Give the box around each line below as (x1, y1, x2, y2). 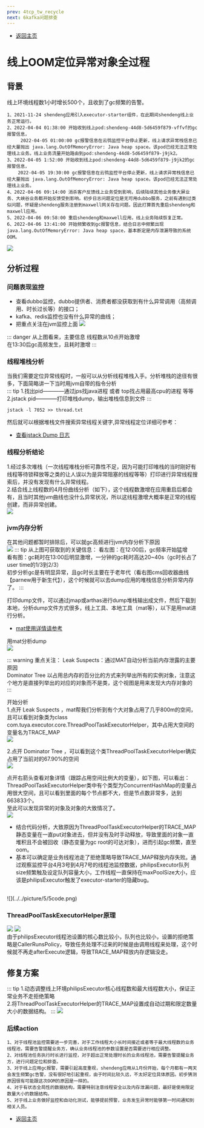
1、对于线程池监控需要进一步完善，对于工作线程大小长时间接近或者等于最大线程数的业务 (7, 1040, 194, 1046)
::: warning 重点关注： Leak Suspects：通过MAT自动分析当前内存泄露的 (7, 656, 185, 664)
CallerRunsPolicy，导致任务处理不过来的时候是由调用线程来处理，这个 (17, 941, 192, 948)
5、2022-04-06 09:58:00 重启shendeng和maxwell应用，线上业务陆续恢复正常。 (7, 214, 186, 221)
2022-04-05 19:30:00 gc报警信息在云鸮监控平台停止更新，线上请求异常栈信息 (18, 170, 190, 176)
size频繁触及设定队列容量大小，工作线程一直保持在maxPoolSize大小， (15, 869, 191, 876)
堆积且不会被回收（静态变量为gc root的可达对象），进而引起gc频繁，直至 (15, 839, 197, 846)
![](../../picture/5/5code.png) (7, 895, 77, 902)
